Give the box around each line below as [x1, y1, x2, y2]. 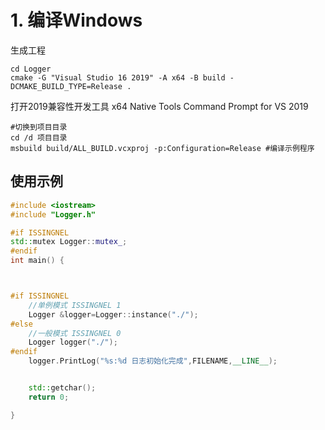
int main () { [10, 256, 65, 266]
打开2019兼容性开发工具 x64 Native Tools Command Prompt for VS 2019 [10, 100, 309, 112]
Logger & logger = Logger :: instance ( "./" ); [28, 309, 199, 320]
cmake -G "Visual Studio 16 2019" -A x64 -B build [10, 72, 226, 83]
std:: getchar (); [28, 383, 97, 393]
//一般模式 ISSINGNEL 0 [28, 328, 122, 338]
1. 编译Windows [10, 9, 143, 32]
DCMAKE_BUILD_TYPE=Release [10, 81, 123, 91]
